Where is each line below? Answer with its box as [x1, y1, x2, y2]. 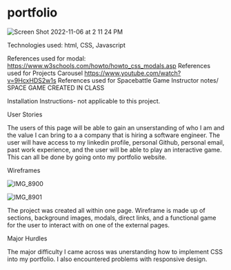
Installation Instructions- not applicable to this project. [7, 96, 161, 105]
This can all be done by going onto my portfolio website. [7, 153, 167, 161]
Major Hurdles [7, 234, 48, 242]
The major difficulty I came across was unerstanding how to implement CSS [7, 247, 223, 256]
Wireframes [7, 166, 41, 174]
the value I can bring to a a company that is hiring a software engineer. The [7, 131, 221, 139]
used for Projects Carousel [7, 69, 83, 77]
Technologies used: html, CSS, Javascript [7, 41, 125, 49]
